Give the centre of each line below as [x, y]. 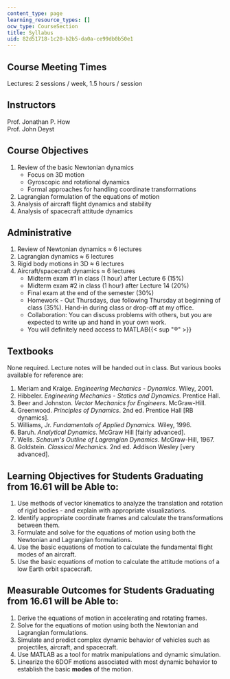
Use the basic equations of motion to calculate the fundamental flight [115, 547]
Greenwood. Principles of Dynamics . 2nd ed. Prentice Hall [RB [105, 411]
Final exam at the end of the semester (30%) [91, 293]
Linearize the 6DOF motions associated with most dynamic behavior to [117, 662]
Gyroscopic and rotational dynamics [79, 182]
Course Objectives [48, 151]
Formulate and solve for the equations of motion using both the [106, 532]
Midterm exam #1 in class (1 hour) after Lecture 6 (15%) [105, 279]
